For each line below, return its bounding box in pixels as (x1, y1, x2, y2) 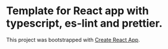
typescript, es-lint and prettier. (6, 17, 163, 30)
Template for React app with (6, 4, 149, 18)
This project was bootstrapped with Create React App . (6, 36, 140, 43)
